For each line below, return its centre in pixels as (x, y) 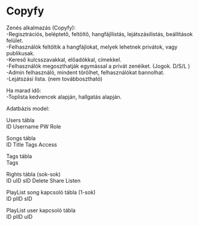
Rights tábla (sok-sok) (34, 174)
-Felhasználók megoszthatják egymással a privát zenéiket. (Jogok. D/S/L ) (98, 66)
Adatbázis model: (28, 108)
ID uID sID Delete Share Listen (44, 180)
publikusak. (20, 53)
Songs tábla (21, 138)
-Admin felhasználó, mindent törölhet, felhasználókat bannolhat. (85, 72)
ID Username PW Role (34, 126)
